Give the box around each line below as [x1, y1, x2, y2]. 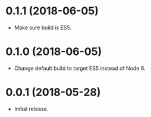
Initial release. [14, 105, 49, 112]
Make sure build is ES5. [14, 24, 72, 31]
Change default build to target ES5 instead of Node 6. [14, 64, 146, 72]
